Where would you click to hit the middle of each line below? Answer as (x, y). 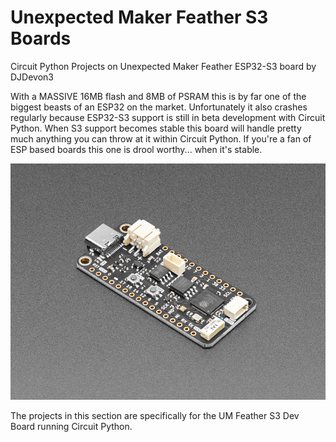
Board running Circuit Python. (71, 427)
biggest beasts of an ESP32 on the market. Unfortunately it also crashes (159, 107)
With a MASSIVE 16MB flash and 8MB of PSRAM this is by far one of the (158, 96)
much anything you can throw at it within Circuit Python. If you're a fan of (161, 138)
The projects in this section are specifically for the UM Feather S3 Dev (155, 416)
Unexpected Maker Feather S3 (139, 17)
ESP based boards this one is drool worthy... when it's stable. (136, 149)
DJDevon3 (32, 77)
